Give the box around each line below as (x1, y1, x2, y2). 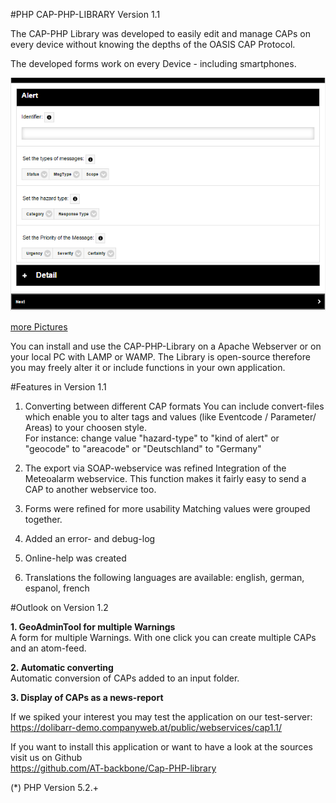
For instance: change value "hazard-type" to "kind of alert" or (24, 432, 280, 444)
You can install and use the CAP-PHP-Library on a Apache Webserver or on (10, 340, 322, 353)
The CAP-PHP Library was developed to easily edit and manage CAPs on (10, 28, 311, 39)
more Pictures (10, 321, 68, 333)
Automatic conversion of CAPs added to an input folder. (10, 672, 240, 684)
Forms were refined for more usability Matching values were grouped (24, 503, 311, 515)
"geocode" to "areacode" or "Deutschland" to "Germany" (24, 443, 262, 455)
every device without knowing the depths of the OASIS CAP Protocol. (10, 39, 296, 50)
